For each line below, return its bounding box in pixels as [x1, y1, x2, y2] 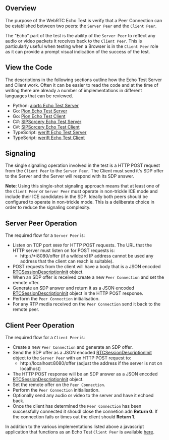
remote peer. [12, 306, 39, 312]
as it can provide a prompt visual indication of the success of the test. [5, 48, 150, 54]
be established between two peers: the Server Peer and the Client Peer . [5, 23, 157, 29]
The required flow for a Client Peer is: [5, 335, 85, 341]
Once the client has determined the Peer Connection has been [12, 403, 142, 409]
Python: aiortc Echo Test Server [12, 102, 79, 108]
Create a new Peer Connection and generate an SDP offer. [12, 344, 133, 350]
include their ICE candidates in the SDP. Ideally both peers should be [5, 194, 148, 200]
